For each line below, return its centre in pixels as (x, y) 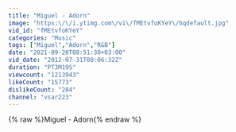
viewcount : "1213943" (44, 75)
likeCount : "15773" (41, 82)
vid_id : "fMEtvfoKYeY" (46, 30)
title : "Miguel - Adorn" (49, 16)
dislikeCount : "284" (43, 89)
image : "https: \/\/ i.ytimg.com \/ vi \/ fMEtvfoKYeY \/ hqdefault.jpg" (118, 23)
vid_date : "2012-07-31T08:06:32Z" (66, 60)
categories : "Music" (43, 38)
